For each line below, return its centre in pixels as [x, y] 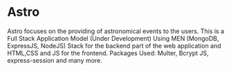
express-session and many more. [55, 60]
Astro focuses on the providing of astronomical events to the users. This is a [116, 31]
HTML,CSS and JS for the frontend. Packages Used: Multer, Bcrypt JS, [108, 53]
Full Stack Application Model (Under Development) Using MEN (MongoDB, [113, 38]
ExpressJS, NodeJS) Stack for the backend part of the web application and [114, 45]
